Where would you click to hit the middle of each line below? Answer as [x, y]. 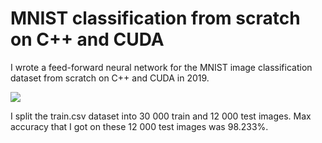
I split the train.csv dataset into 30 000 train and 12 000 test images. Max [161, 116]
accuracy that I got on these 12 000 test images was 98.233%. [139, 126]
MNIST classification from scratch [155, 18]
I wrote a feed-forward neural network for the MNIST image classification [161, 67]
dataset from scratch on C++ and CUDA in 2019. [110, 78]
